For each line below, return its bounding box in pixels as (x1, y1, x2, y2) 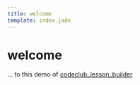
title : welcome (7, 10, 52, 18)
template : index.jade (7, 17, 71, 24)
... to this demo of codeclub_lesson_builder (7, 70, 133, 79)
